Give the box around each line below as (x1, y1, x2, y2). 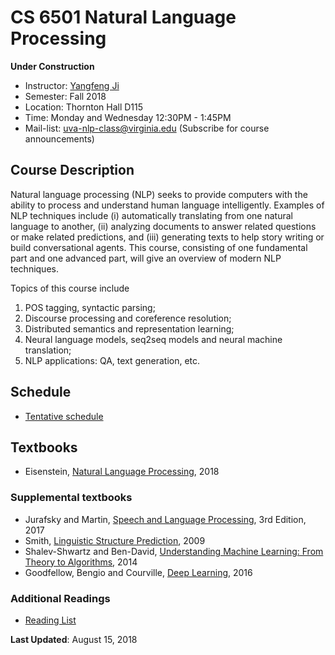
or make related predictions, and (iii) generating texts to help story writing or (10, 231, 325, 243)
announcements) (24, 132, 95, 145)
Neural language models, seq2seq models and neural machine (24, 333, 283, 345)
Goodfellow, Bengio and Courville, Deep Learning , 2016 (24, 566, 253, 578)
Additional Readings (10, 591, 111, 605)
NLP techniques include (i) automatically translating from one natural (10, 209, 293, 221)
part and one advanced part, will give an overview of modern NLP (10, 252, 282, 264)
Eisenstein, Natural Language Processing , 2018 (24, 466, 220, 478)
